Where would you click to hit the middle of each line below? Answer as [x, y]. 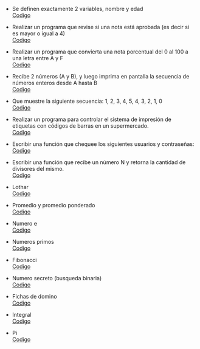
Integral [22, 315]
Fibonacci [24, 260]
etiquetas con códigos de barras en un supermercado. [80, 126]
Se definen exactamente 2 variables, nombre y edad [78, 9]
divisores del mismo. [38, 169]
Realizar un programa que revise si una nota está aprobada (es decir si [101, 27]
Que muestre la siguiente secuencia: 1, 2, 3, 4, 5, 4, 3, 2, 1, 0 [87, 101]
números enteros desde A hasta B [54, 83]
